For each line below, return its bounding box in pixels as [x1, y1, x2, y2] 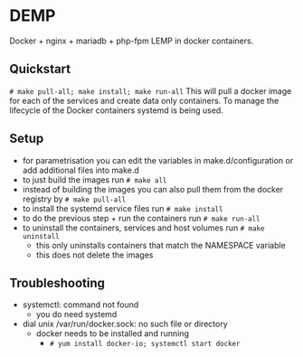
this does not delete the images [35, 249, 154, 260]
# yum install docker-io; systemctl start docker [49, 340, 241, 349]
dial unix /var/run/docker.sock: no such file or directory [22, 318, 228, 330]
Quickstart [9, 61, 71, 77]
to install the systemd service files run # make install [22, 202, 223, 213]
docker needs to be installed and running [35, 328, 190, 339]
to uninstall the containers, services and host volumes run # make [22, 222, 265, 233]
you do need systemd [35, 309, 118, 320]
